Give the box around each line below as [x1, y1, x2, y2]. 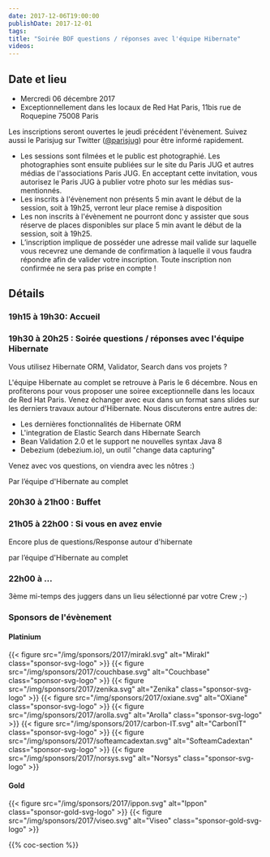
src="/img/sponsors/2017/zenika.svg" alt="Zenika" [8, 684, 180, 695]
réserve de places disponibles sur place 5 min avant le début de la [19, 220, 242, 230]
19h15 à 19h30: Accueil [8, 311, 101, 322]
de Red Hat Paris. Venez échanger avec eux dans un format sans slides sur [8, 395, 259, 405]
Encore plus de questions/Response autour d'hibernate [8, 537, 193, 547]
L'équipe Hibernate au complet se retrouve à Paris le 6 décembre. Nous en [8, 377, 258, 387]
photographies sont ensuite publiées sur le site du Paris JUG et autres [19, 159, 254, 169]
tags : [8, 27, 27, 35]
